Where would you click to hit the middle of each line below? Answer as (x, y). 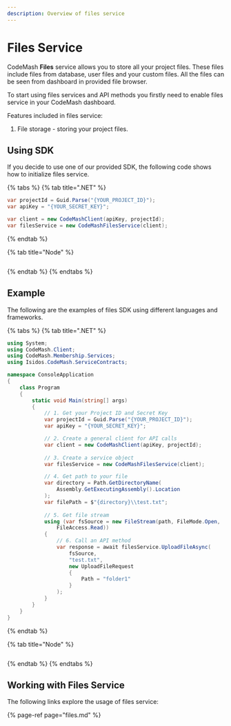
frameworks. (25, 317)
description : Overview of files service (66, 13)
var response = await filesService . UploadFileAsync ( (134, 547)
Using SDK (31, 150)
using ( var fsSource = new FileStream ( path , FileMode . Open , (132, 521)
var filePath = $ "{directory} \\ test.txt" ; (106, 502)
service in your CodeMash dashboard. (61, 102)
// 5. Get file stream (77, 515)
